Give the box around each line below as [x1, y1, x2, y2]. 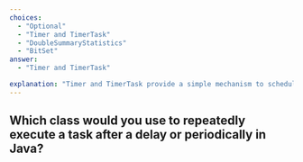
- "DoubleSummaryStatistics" [17, 38, 127, 48]
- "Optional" [17, 22, 67, 31]
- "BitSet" [17, 47, 59, 56]
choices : [9, 13, 42, 22]
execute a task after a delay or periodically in [9, 127, 267, 142]
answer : [9, 55, 39, 64]
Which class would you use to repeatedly [9, 113, 246, 129]
